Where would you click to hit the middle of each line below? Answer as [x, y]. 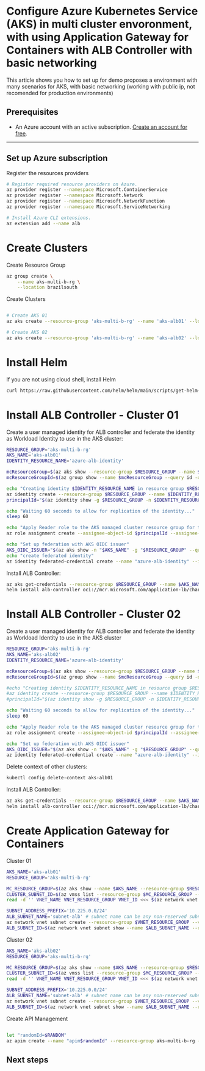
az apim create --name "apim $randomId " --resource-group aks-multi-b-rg [101, 1041]
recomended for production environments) [60, 93]
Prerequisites [32, 112]
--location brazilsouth [48, 287]
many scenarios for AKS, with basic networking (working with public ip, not [101, 86]
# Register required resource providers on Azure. [72, 184]
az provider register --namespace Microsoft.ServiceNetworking [88, 207]
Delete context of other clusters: [47, 766]
